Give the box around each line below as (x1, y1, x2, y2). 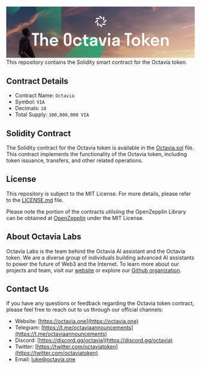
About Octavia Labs (6, 231, 82, 242)
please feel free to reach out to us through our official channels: (6, 306, 163, 313)
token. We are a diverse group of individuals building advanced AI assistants (6, 254, 194, 261)
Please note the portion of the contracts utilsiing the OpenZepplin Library (6, 208, 187, 215)
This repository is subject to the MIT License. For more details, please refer (6, 190, 191, 197)
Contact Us (6, 283, 49, 294)
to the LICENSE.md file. (6, 196, 64, 203)
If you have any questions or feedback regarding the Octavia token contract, (6, 300, 194, 307)
